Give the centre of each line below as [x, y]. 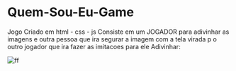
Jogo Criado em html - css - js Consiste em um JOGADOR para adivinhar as [118, 32]
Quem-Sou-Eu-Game [71, 12]
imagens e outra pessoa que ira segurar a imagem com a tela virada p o [112, 39]
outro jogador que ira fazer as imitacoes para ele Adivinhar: [94, 46]
